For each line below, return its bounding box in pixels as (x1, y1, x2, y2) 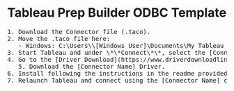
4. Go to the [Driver (7, 56, 81, 63)
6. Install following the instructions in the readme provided (7, 69, 228, 77)
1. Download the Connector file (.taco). (7, 28, 151, 35)
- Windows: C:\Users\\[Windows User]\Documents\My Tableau (18, 42, 224, 49)
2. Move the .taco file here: (7, 35, 111, 42)
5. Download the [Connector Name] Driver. (18, 63, 166, 70)
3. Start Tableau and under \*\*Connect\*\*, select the (7, 49, 206, 56)
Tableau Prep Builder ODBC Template (7, 5, 227, 21)
